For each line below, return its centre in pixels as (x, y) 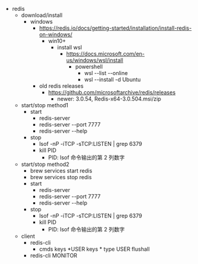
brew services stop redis (61, 177)
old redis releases (61, 86)
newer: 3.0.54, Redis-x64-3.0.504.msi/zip (109, 99)
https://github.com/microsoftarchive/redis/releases (112, 92)
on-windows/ (56, 35)
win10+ (57, 41)
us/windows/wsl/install (95, 60)
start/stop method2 (45, 164)
